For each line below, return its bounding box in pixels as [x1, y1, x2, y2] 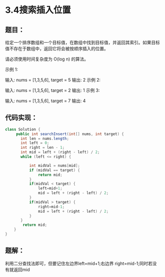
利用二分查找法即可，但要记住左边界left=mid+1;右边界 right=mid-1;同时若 [5, 260, 153, 266]
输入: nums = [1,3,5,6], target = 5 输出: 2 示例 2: [5, 77, 101, 83]
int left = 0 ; [20, 140, 50, 145]
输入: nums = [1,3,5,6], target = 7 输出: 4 [5, 98, 86, 104]
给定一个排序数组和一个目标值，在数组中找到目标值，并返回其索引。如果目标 [5, 40, 160, 45]
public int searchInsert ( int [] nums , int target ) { [16, 131, 124, 137]
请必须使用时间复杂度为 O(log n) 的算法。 [5, 56, 89, 62]
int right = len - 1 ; [20, 145, 65, 150]
